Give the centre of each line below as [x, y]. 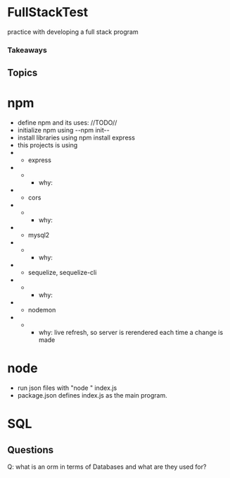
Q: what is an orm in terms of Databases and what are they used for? [107, 467]
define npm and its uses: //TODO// [67, 123]
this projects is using [47, 145]
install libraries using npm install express [76, 137]
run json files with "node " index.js [67, 388]
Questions [31, 449]
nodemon [42, 310]
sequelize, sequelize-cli [62, 273]
